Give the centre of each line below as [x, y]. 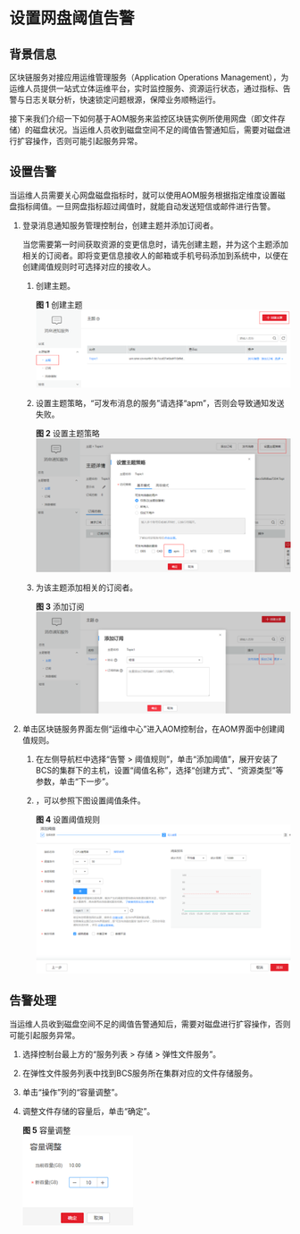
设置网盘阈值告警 [72, 18]
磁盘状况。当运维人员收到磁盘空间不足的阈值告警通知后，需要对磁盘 [158, 130]
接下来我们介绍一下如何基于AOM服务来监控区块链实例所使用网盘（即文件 [144, 118]
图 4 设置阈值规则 [68, 820]
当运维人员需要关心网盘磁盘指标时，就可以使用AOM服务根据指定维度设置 [144, 195]
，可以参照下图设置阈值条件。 [90, 800]
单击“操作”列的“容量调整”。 [72, 1092]
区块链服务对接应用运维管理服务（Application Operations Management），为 [149, 77]
